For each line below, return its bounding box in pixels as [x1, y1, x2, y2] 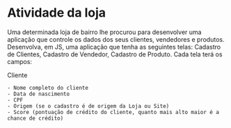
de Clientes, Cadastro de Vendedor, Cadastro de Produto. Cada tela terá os [7, 50, 223, 58]
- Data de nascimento [7, 90, 70, 97]
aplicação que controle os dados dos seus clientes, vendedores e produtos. [7, 35, 225, 43]
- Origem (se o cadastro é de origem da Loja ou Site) [7, 102, 170, 109]
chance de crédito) [7, 115, 64, 122]
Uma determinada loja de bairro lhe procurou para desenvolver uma [7, 28, 202, 36]
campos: [7, 57, 33, 65]
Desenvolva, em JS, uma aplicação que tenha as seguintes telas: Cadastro [7, 42, 221, 51]
